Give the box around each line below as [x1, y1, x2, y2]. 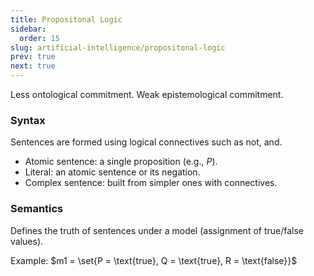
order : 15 [19, 33, 60, 43]
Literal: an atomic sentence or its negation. [24, 166, 201, 178]
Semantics [10, 202, 64, 216]
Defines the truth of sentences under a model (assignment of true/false [10, 224, 305, 236]
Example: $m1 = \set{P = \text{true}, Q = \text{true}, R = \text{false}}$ [10, 254, 298, 266]
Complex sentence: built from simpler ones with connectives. [24, 177, 278, 189]
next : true [10, 61, 56, 71]
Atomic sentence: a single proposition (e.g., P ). [24, 156, 218, 168]
